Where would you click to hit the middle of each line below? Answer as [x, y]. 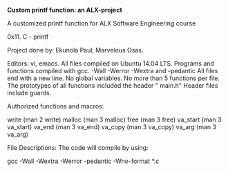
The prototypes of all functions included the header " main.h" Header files [113, 85]
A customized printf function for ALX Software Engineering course [102, 23]
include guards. [29, 93]
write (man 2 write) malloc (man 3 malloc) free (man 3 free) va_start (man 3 [114, 120]
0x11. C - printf [28, 37]
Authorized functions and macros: [56, 106]
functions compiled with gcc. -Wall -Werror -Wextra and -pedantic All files [113, 71]
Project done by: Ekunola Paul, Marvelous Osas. [75, 50]
